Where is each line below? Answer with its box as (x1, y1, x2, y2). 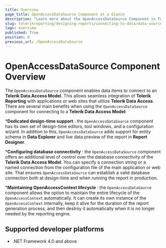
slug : (5, 21, 16, 26)
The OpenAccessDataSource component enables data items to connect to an (5, 87, 157, 93)
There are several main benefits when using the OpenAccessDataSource (5, 103, 148, 109)
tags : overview (5, 26, 37, 31)
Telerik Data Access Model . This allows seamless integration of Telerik (5, 92, 151, 99)
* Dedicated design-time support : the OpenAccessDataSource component (5, 118, 154, 124)
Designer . (5, 139, 26, 145)
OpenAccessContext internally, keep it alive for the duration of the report (5, 200, 149, 206)
